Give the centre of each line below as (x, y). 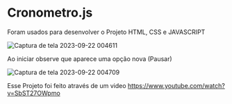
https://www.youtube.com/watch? (176, 85)
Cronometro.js (50, 13)
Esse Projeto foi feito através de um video (67, 85)
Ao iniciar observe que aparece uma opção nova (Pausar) (90, 59)
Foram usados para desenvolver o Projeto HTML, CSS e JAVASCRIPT (106, 32)
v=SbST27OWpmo (34, 93)
